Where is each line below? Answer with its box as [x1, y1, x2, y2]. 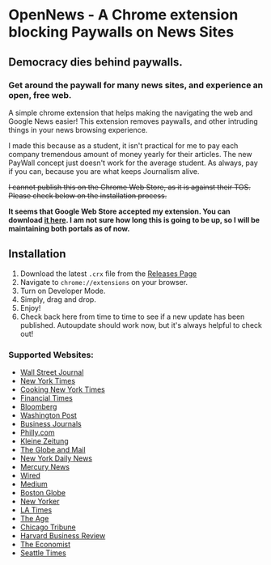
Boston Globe [19, 487, 66, 497]
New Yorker [19, 496, 60, 506]
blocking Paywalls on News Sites [8, 23, 235, 41]
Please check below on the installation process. [8, 190, 167, 200]
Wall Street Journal [19, 367, 84, 377]
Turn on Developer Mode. [19, 286, 106, 295]
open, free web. [8, 89, 72, 100]
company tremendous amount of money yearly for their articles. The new [8, 149, 252, 159]
